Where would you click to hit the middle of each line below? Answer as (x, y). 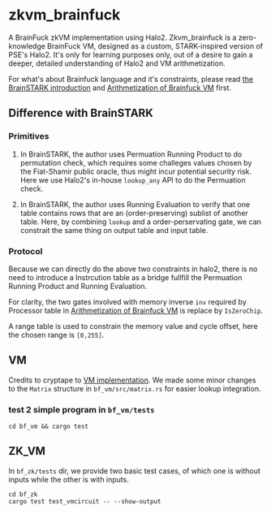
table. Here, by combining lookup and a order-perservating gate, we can (141, 222)
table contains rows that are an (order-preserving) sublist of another (134, 213)
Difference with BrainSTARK (81, 113)
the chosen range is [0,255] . (56, 335)
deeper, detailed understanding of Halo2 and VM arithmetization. (117, 63)
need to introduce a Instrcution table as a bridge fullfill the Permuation (125, 277)
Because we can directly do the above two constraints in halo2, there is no (133, 269)
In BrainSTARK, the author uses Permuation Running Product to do (131, 154)
